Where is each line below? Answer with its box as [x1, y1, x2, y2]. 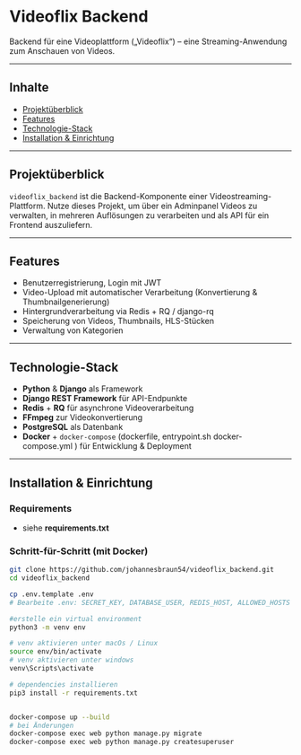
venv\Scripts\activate [9, 664, 94, 673]
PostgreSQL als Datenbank [21, 422, 124, 433]
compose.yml [21, 441, 73, 452]
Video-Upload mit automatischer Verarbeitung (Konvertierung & [21, 287, 258, 298]
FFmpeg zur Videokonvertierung [21, 412, 143, 423]
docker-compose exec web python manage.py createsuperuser [9, 738, 235, 747]
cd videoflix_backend [9, 574, 90, 583]
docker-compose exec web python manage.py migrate [9, 729, 202, 738]
